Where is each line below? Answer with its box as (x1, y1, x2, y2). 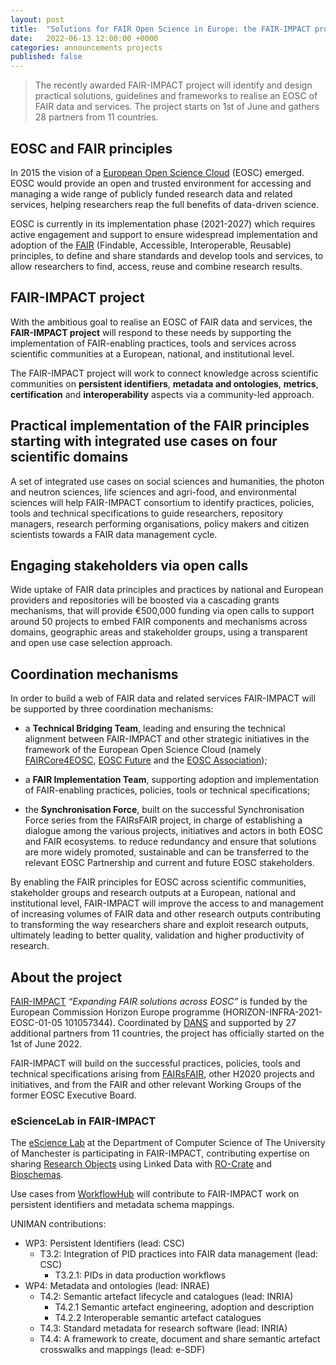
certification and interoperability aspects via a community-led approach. (10, 388, 315, 400)
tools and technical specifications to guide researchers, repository (10, 507, 284, 519)
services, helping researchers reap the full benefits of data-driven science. (10, 198, 320, 210)
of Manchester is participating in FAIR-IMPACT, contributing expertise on (10, 1147, 310, 1160)
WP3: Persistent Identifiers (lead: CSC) (24, 1237, 185, 1250)
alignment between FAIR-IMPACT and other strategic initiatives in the (24, 733, 310, 745)
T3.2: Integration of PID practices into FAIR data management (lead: (39, 1248, 319, 1260)
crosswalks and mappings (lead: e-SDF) (39, 1344, 206, 1356)
